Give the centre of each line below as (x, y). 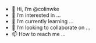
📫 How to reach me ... (38, 34)
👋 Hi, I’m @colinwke (35, 9)
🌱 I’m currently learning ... (42, 21)
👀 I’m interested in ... (36, 15)
